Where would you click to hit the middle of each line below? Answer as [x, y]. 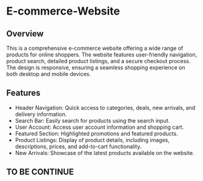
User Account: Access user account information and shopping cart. [99, 127]
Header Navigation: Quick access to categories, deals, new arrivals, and [105, 108]
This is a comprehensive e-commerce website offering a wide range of [95, 48]
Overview [25, 34]
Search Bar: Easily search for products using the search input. [92, 120]
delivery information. [41, 114]
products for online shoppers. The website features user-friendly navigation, [102, 55]
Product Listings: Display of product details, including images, [92, 140]
